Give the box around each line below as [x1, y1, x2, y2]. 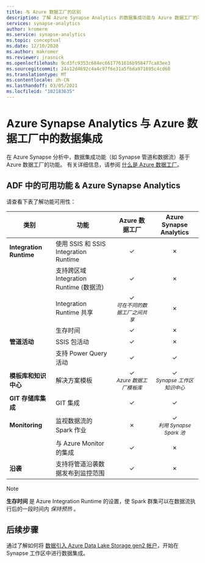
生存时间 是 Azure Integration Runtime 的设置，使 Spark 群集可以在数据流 [6, 497, 191, 504]
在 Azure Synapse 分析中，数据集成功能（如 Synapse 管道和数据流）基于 [6, 153, 190, 161]
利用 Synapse [158, 422, 191, 429]
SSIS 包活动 [56, 337, 90, 346]
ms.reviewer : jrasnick [6, 54, 64, 60]
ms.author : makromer [6, 49, 59, 55]
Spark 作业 [56, 426, 87, 434]
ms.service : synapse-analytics [6, 32, 86, 38]
